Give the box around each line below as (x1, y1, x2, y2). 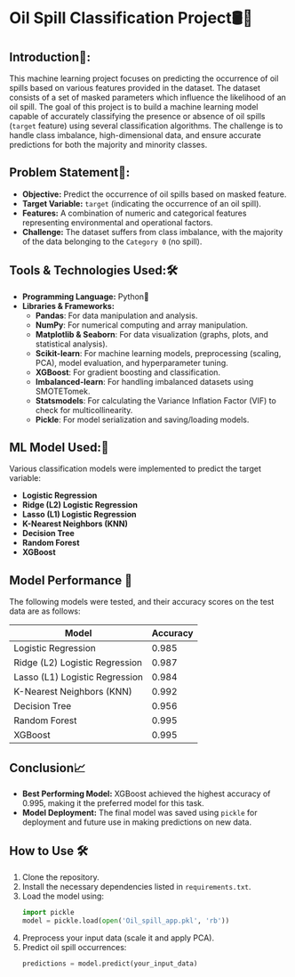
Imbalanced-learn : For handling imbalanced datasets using (35, 376, 254, 387)
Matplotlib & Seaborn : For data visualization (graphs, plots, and (35, 329, 269, 339)
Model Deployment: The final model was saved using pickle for (21, 808, 258, 818)
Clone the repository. (21, 871, 100, 883)
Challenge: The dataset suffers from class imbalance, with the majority (21, 226, 283, 237)
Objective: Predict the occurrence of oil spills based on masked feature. (21, 189, 287, 199)
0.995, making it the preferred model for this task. (21, 798, 204, 809)
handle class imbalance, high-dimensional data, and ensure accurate (9, 130, 262, 140)
